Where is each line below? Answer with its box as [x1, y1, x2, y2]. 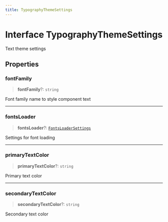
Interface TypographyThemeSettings [5, 29, 163, 40]
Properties [5, 60, 39, 68]
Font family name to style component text [5, 96, 91, 102]
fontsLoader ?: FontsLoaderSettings [17, 125, 91, 131]
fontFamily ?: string [17, 86, 59, 93]
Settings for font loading [5, 134, 55, 140]
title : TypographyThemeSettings [5, 7, 72, 13]
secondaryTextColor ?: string [17, 201, 80, 207]
